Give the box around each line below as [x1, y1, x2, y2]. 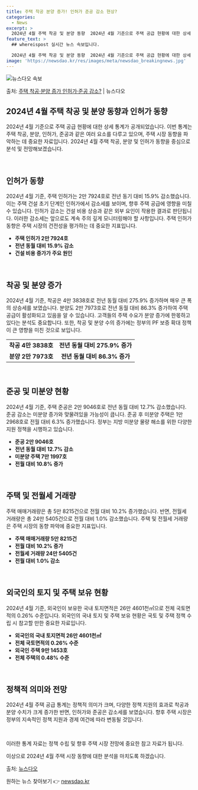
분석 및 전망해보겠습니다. [6, 146, 63, 153]
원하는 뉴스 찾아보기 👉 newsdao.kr [6, 778, 90, 785]
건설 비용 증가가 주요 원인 [14, 250, 73, 257]
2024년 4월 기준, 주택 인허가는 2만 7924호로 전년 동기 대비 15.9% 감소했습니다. [6, 193, 191, 200]
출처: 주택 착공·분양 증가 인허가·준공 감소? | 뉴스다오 [6, 87, 125, 95]
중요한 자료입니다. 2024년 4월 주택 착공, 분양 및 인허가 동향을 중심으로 [28, 138, 191, 145]
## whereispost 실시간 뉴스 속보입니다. [11, 42, 100, 48]
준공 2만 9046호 [14, 438, 54, 445]
